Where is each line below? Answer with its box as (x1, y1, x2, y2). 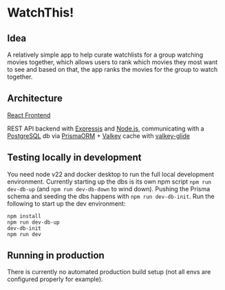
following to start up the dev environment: (7, 199, 126, 208)
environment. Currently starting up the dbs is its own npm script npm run (7, 177, 212, 186)
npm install (7, 213, 41, 220)
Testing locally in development (7, 152, 142, 164)
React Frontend (7, 110, 51, 119)
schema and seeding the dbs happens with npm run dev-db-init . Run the (7, 192, 215, 200)
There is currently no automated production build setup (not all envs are (7, 268, 211, 276)
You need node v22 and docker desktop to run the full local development (7, 170, 215, 178)
